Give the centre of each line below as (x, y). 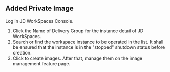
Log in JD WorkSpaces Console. (39, 21)
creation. (22, 52)
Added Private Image (39, 8)
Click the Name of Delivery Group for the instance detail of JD (78, 31)
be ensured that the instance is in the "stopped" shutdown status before (89, 47)
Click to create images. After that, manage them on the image (77, 58)
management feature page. (41, 63)
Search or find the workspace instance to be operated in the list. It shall (88, 42)
